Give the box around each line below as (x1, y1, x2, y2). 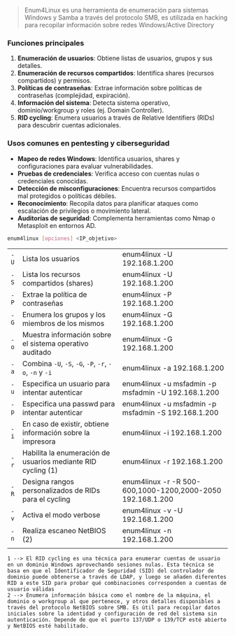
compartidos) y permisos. (17, 76, 92, 85)
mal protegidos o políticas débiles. (17, 192, 117, 200)
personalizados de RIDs (22, 486, 100, 495)
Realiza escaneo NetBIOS (22, 526, 106, 536)
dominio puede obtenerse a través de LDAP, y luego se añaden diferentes (7, 574, 227, 581)
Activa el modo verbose (22, 510, 101, 520)
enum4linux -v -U (122, 506, 183, 516)
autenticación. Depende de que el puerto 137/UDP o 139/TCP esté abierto (7, 616, 227, 623)
